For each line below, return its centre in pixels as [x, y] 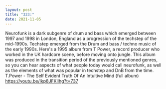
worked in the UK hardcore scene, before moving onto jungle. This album [81, 54]
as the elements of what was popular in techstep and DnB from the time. [80, 70]
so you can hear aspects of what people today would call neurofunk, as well [83, 65]
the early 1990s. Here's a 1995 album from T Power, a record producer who [83, 49]
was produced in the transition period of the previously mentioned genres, [82, 60]
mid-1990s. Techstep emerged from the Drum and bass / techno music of [81, 44]
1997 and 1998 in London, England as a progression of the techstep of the [81, 38]
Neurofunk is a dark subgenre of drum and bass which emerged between [81, 33]
